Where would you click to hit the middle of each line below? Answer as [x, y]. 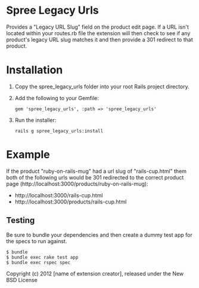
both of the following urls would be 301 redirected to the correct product [95, 177]
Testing [21, 220]
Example [28, 155]
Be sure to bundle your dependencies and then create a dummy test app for [99, 235]
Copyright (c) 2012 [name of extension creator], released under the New [95, 273]
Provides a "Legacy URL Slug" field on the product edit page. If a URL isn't [98, 27]
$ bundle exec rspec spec [38, 262]
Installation [35, 70]
